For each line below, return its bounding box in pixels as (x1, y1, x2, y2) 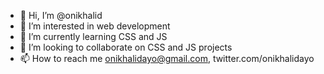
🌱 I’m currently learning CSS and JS (19, 31, 168, 42)
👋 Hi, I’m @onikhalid (19, 10, 103, 21)
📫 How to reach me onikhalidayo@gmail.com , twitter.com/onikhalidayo (19, 53, 315, 64)
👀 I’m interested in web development (19, 20, 171, 32)
